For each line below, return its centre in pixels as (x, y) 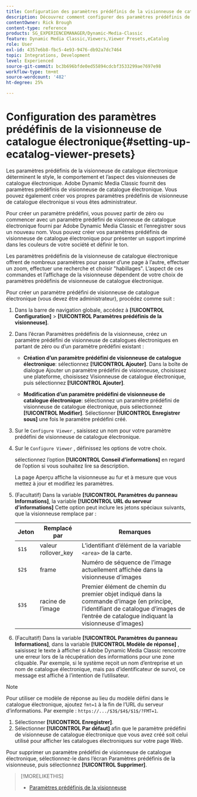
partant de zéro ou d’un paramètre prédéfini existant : (79, 346)
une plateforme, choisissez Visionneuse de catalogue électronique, (105, 376)
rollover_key (57, 552)
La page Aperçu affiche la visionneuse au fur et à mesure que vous (96, 477)
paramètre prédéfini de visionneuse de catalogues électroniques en (96, 340)
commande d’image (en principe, (127, 601)
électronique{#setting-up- (125, 142)
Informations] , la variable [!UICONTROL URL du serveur (83, 501)
